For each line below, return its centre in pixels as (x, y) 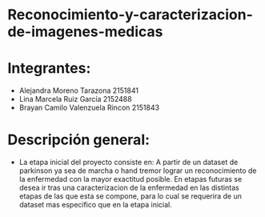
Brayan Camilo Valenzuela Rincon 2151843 (89, 108)
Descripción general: (78, 140)
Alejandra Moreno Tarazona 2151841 (79, 90)
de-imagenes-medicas (85, 32)
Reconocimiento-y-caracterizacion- (130, 15)
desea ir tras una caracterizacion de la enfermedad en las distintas (129, 188)
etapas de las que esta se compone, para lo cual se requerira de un (130, 196)
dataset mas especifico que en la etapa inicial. (96, 205)
